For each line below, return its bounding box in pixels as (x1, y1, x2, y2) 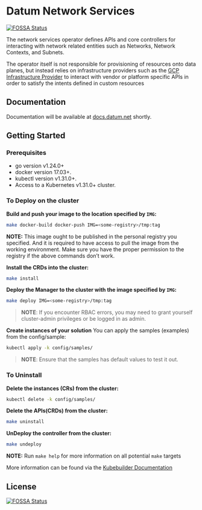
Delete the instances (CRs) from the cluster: (6, 385, 119, 392)
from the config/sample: (6, 333, 66, 341)
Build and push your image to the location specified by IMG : (6, 210, 157, 218)
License (6, 481, 37, 492)
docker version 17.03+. (14, 169, 72, 176)
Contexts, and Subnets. (6, 48, 65, 55)
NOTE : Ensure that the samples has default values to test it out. (21, 356, 179, 363)
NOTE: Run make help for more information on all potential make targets (6, 452, 181, 459)
